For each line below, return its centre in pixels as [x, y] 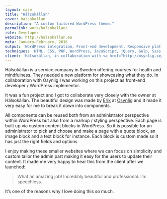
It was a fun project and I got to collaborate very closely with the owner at [81, 95]
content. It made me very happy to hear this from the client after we [74, 162]
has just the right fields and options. [42, 142]
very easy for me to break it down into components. [58, 106]
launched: [15, 167]
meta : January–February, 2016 [37, 42]
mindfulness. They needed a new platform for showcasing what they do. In [82, 75]
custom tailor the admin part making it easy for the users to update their [79, 156]
